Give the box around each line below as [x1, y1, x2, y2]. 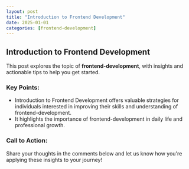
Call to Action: [6, 137, 48, 145]
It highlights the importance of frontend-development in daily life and [14, 115, 183, 122]
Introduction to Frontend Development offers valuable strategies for [14, 97, 179, 104]
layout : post [6, 8, 38, 15]
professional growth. [14, 122, 65, 129]
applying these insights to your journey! [6, 156, 102, 163]
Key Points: [6, 83, 40, 91]
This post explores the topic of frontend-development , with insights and [6, 62, 184, 69]
